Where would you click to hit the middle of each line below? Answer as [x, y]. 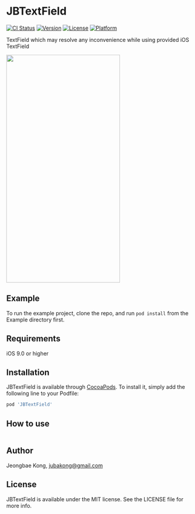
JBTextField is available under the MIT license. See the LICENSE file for [95, 499]
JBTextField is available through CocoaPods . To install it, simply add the [96, 387]
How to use [28, 423]
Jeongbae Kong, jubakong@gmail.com [55, 465]
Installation [28, 372]
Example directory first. [35, 320]
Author [20, 451]
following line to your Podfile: [43, 394]
